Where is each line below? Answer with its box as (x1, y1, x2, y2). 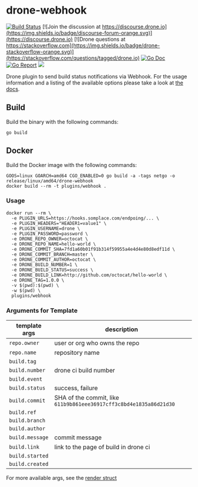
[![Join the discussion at (42, 23, 101, 30)
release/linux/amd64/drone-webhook (6, 178, 94, 184)
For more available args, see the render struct (6, 475, 117, 482)
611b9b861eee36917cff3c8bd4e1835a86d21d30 (54, 401, 176, 408)
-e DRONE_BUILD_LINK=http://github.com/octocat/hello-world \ (11, 272, 167, 278)
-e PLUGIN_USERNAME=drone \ (11, 225, 81, 231)
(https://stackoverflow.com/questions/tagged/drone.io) (6, 54, 140, 61)
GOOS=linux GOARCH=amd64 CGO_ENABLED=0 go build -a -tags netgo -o (6, 172, 176, 179)
